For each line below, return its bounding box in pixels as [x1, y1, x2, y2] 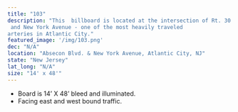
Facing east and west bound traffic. [17, 96, 123, 105]
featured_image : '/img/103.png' [7, 37, 103, 44]
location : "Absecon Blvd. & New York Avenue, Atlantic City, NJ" [7, 50, 205, 57]
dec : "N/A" [7, 43, 40, 50]
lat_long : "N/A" [7, 63, 56, 70]
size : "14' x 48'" [7, 69, 62, 77]
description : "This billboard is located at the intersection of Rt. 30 [7, 17, 232, 24]
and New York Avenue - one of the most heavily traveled [10, 23, 183, 30]
